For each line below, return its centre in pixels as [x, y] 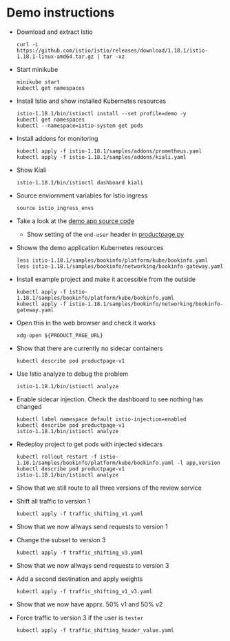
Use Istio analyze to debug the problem [72, 374]
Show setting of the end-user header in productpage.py [105, 234]
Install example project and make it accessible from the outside [106, 279]
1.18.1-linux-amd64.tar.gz [55, 57]
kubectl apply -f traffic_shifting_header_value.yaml [95, 630]
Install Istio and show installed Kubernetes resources [91, 101]
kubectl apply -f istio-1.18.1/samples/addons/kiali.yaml [101, 157]
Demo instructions [61, 13]
